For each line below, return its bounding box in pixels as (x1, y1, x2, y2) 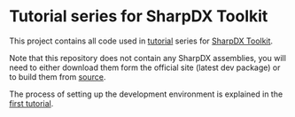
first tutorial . (9, 97, 54, 108)
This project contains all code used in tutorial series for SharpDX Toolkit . (9, 35, 273, 46)
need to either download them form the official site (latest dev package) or (9, 62, 281, 73)
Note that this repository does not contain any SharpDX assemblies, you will (9, 52, 286, 63)
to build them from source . (9, 71, 106, 82)
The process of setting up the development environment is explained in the (9, 89, 283, 99)
